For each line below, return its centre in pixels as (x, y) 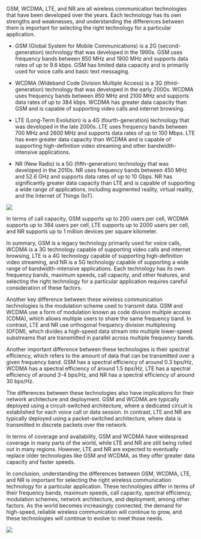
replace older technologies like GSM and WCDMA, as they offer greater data (100, 455)
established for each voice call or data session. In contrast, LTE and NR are (99, 412)
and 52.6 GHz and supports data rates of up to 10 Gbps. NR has (94, 176)
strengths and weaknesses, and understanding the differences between (95, 21)
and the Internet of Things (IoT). (54, 196)
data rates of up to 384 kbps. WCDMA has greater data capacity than (101, 102)
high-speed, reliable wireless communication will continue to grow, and (94, 512)
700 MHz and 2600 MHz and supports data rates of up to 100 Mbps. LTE (105, 133)
